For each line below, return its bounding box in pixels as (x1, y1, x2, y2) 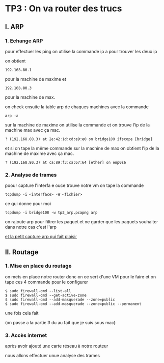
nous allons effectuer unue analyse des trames (5, 353, 100, 359)
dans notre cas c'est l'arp (5, 224, 57, 230)
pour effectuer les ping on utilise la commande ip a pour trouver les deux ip (5, 48, 157, 54)
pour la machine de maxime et (5, 76, 66, 82)
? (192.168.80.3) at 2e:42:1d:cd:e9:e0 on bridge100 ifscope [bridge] (5, 136, 153, 142)
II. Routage (5, 248, 39, 256)
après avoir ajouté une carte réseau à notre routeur (5, 343, 109, 349)
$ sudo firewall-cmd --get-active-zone (5, 293, 87, 298)
